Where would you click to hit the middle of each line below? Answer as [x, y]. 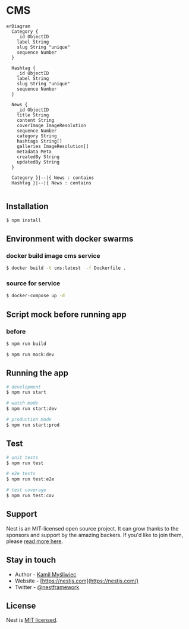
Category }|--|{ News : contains [53, 178]
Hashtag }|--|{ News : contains [52, 183]
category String [37, 136]
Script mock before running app [66, 314]
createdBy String [38, 157]
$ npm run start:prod [33, 425]
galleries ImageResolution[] [53, 146]
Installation [27, 206]
